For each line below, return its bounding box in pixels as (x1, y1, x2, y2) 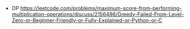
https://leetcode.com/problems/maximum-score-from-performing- (20, 5, 182, 11)
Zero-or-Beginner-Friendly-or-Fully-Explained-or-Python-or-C (11, 17, 162, 23)
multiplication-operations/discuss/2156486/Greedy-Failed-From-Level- (11, 11, 185, 18)
